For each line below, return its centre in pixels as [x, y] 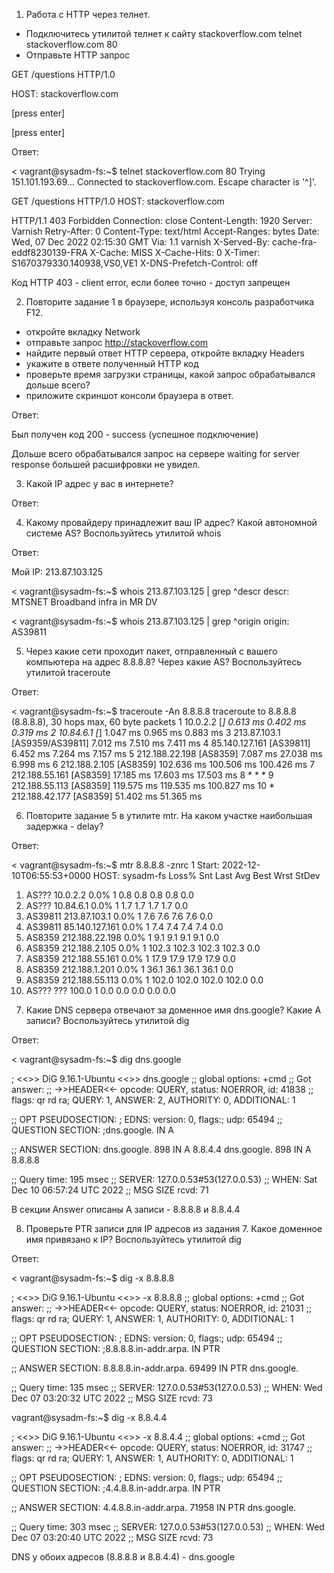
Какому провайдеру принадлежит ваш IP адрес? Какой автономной [171, 522]
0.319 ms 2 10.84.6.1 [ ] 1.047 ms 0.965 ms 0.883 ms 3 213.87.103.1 [146, 732]
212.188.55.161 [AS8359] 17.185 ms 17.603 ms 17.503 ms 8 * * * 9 [142, 775]
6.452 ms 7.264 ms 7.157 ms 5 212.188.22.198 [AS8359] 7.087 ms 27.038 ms [167, 753]
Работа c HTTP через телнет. [88, 14]
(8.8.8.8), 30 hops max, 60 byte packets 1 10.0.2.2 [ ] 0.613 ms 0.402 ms [159, 722]
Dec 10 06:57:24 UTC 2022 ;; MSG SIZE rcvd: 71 [110, 1190]
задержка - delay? [64, 826]
